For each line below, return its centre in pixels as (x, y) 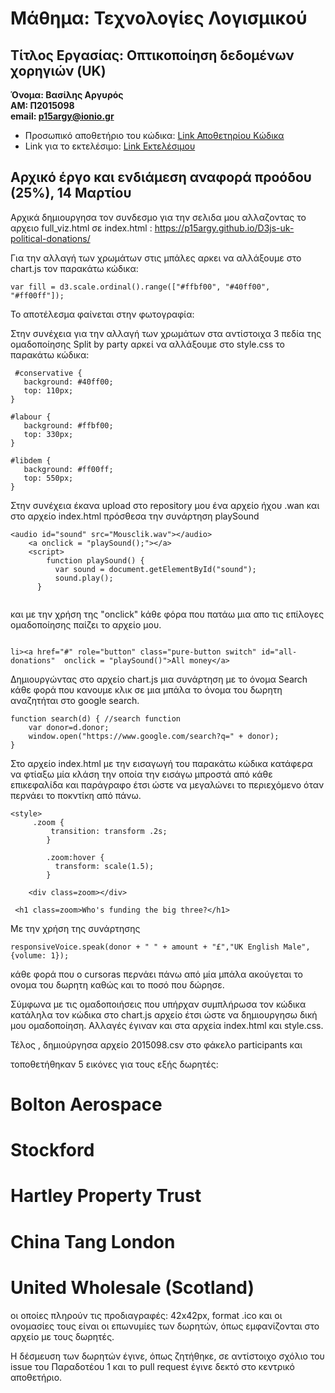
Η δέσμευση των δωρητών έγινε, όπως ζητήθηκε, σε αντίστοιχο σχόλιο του (167, 1356)
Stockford (52, 1150)
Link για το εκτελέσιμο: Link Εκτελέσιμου (110, 146)
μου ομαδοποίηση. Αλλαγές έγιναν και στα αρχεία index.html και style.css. (167, 1025)
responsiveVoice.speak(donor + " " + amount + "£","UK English (145, 947)
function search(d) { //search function (96, 718)
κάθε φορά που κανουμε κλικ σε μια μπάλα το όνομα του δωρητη (146, 689)
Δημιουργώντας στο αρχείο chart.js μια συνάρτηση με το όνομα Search (159, 679)
